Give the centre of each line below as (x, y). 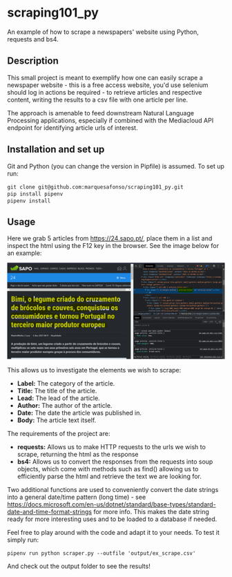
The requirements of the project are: (59, 434)
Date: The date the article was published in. (79, 413)
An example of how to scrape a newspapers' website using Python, (103, 32)
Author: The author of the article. (65, 406)
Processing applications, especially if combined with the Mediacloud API (110, 120)
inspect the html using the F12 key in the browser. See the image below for (113, 246)
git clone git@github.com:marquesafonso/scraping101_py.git (96, 187)
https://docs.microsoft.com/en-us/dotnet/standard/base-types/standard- (112, 504)
